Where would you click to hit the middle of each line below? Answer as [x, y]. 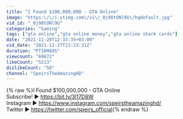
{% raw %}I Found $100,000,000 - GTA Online [63, 90]
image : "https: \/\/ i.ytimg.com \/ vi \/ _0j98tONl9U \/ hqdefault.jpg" [89, 17]
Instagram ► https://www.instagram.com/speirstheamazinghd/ [84, 103]
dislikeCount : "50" [30, 68]
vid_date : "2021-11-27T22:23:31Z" [49, 46]
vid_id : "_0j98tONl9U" [34, 23]
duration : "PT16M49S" [33, 51]
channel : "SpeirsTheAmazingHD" [45, 73]
